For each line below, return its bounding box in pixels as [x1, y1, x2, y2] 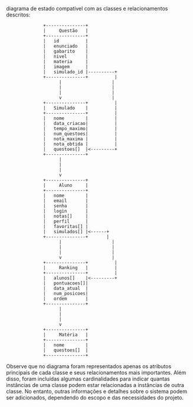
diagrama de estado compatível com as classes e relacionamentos [6, 5, 168, 12]
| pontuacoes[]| [43, 280, 89, 286]
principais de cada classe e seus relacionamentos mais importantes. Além [6, 369, 187, 376]
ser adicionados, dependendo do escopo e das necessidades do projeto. [6, 394, 184, 401]
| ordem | [43, 296, 89, 302]
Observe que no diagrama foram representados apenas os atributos [6, 363, 172, 370]
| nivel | [43, 54, 89, 59]
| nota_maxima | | [43, 136, 117, 142]
